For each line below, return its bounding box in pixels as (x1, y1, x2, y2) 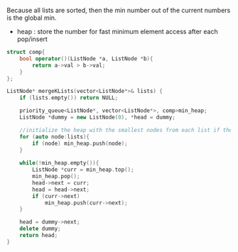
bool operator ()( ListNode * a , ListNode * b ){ (19, 55, 153, 62)
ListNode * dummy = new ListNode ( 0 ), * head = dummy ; (19, 114, 175, 121)
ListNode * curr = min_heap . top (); (32, 166, 134, 173)
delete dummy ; (19, 225, 61, 233)
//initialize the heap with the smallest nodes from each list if (19, 126, 220, 133)
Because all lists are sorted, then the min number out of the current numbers (6, 6, 231, 14)
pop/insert (16, 35, 48, 43)
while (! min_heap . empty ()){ (19, 160, 99, 167)
